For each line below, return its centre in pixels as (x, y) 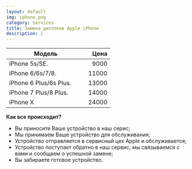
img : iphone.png (26, 17)
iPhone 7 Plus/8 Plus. (39, 93)
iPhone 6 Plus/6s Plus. (40, 83)
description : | (25, 34)
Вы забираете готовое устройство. (59, 160)
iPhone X (22, 103)
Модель (46, 54)
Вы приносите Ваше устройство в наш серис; (72, 129)
